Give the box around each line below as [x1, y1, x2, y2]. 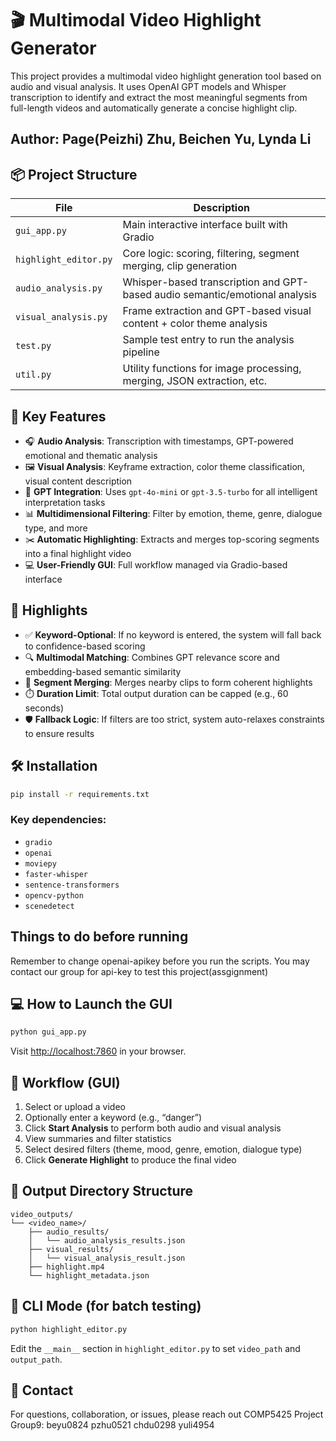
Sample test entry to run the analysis [122, 333, 295, 347]
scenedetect [24, 901, 75, 911]
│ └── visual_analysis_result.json [28, 1253, 186, 1263]
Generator [10, 37, 97, 60]
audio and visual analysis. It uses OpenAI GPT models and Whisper [10, 80, 287, 92]
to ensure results [24, 727, 95, 739]
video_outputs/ [10, 1209, 74, 1219]
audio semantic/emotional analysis [154, 288, 317, 302]
